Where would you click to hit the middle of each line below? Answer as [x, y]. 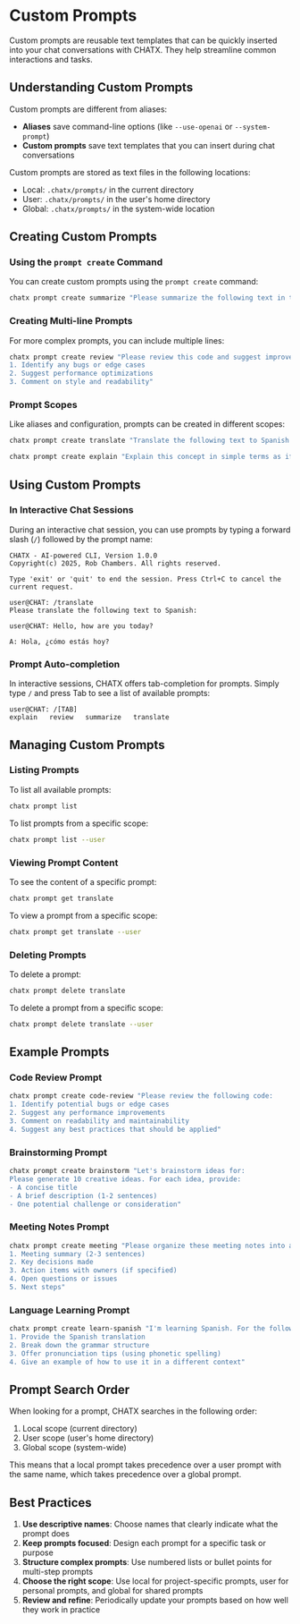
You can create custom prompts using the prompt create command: [134, 282]
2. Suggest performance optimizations [81, 374]
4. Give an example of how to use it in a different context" [127, 1362]
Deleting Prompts [48, 955]
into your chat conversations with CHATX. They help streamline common [143, 49]
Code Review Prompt [56, 1077]
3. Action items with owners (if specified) [93, 1271]
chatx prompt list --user [57, 839]
